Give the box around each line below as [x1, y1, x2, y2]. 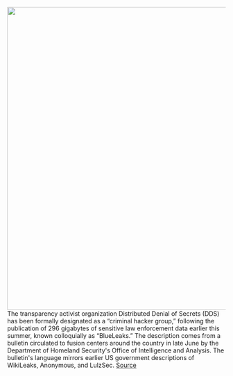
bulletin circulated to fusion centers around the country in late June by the [7, 339, 219, 347]
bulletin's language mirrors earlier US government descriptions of [7, 354, 195, 361]
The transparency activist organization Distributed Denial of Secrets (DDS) [7, 310, 220, 318]
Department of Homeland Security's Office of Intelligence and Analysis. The [7, 346, 225, 355]
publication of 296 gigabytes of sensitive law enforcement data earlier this [7, 324, 220, 332]
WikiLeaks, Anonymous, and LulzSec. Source [7, 361, 137, 369]
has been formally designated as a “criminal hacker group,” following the [7, 317, 215, 325]
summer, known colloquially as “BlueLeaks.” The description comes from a [7, 332, 221, 339]
